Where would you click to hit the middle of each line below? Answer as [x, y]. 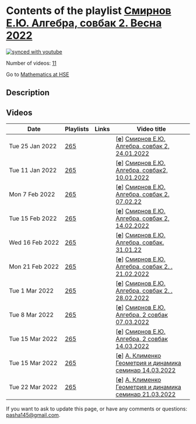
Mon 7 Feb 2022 [32, 194]
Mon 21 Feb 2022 [34, 267]
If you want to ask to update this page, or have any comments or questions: [97, 409]
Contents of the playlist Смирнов [89, 11]
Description [28, 93]
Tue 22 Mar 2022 [33, 387]
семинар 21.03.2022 [146, 394]
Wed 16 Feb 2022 [34, 242]
